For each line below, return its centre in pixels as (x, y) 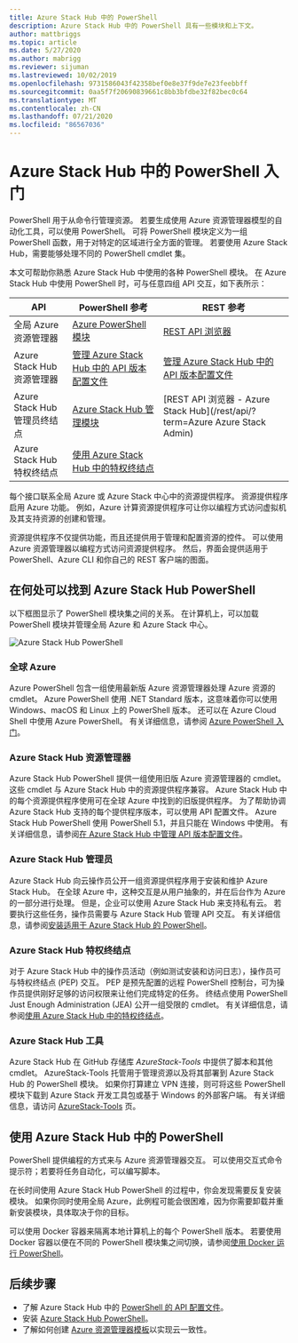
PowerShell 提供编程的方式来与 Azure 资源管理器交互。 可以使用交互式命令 (146, 1160)
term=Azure (188, 421)
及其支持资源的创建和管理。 (60, 518)
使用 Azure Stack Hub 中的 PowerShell (116, 1137)
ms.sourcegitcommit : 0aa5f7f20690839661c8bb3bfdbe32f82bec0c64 (129, 92)
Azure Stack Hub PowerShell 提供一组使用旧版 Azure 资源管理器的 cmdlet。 (148, 779)
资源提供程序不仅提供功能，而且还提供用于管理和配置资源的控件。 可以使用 (146, 537)
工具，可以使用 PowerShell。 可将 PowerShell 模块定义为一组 (136, 231)
